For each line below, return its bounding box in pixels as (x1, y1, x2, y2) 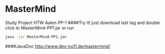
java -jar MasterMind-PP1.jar (5, 34, 67, 39)
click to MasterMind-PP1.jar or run (5, 25, 74, 30)
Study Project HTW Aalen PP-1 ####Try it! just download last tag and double (5, 20, 160, 26)
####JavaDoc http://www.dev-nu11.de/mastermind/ (5, 43, 110, 49)
